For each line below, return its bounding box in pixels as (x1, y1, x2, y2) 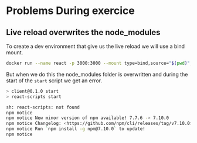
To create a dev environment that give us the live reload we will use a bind (6, 43, 185, 50)
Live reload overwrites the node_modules (6, 27, 161, 37)
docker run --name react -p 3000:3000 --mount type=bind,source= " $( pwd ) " (6, 60, 191, 66)
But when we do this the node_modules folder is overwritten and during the (6, 71, 188, 78)
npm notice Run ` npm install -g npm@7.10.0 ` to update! (6, 126, 145, 132)
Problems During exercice (6, 4, 135, 18)
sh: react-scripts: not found (6, 104, 80, 110)
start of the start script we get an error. (6, 77, 103, 84)
